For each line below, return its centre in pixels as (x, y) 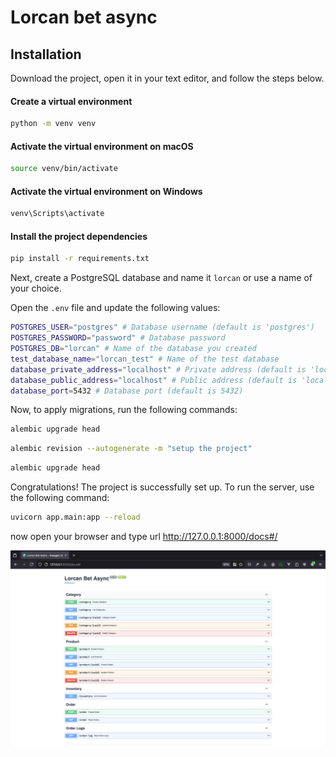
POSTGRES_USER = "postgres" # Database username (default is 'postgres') (162, 327)
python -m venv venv (53, 124)
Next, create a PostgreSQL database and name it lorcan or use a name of (161, 278)
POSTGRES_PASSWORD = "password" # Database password (118, 338)
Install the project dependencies (79, 236)
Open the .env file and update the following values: (115, 308)
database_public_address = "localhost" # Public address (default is (154, 380)
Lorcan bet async (84, 17)
